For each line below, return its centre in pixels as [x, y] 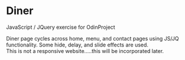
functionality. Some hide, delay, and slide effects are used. [77, 45]
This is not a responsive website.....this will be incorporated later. [85, 51]
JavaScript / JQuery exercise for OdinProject [61, 27]
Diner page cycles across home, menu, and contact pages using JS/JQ [92, 38]
